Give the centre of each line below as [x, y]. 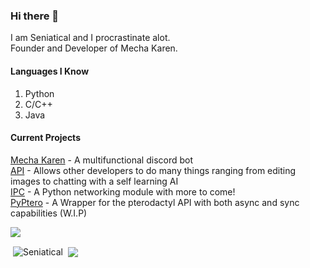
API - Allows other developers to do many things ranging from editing [153, 170]
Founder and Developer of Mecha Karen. [94, 48]
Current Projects [45, 138]
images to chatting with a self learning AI [94, 181]
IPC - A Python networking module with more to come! [123, 191]
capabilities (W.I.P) [49, 213]
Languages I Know [50, 71]
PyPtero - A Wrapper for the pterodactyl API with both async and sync [155, 202]
